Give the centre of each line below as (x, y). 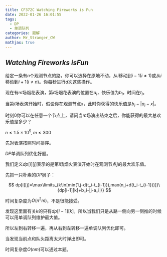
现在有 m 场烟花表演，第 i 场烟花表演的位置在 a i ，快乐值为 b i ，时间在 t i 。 (76, 93)
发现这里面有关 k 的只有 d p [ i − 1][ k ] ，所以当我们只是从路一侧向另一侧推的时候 (83, 211)
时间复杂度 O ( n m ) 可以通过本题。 (38, 249)
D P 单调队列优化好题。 (28, 153)
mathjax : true (20, 43)
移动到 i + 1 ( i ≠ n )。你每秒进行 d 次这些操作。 (50, 82)
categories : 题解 (23, 33)
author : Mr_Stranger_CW (30, 38)
